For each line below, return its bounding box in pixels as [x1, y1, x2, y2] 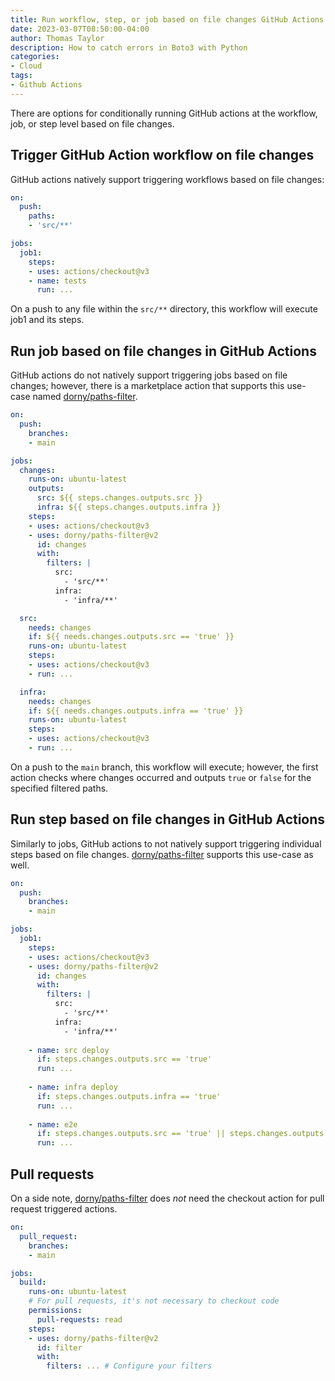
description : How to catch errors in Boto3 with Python [10, 42, 248, 53]
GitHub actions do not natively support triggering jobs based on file [10, 369, 288, 381]
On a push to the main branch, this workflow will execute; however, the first [10, 761, 319, 773]
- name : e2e [28, 1119, 78, 1130]
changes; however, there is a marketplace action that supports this [10, 380, 285, 392]
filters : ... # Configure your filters [46, 1361, 213, 1371]
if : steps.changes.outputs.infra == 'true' [36, 1091, 222, 1101]
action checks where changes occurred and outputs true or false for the [10, 771, 312, 783]
